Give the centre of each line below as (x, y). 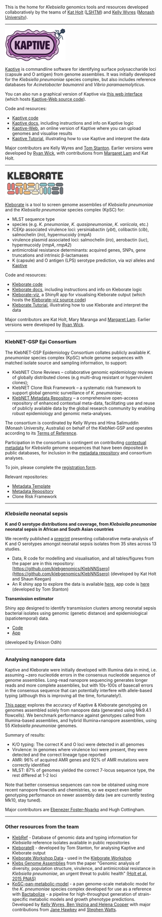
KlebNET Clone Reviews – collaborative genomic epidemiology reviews (82, 372)
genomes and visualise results (42, 133)
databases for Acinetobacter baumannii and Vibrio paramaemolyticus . (75, 85)
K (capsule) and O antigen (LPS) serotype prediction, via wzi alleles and (83, 260)
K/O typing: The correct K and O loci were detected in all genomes (78, 744)
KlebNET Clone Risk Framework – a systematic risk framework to (76, 387)
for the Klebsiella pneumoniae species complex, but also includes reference (80, 80)
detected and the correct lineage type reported (59, 755)
